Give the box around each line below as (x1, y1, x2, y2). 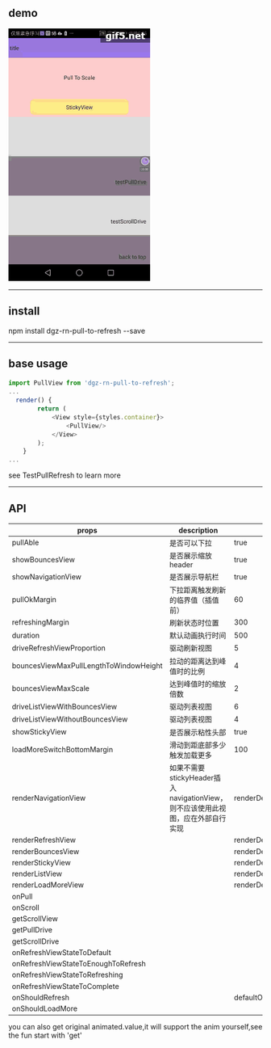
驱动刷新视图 (169, 643, 212, 653)
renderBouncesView (11, 846, 80, 856)
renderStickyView (11, 857, 71, 867)
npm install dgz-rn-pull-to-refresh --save (8, 326, 146, 335)
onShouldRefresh (11, 992, 70, 1002)
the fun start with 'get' (8, 1030, 82, 1040)
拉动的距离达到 (169, 656, 219, 666)
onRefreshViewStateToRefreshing (11, 970, 123, 980)
